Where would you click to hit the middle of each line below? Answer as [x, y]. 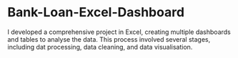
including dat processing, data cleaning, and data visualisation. [100, 47]
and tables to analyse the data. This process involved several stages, [109, 39]
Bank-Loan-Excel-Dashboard [96, 12]
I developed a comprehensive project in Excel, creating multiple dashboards [119, 32]
